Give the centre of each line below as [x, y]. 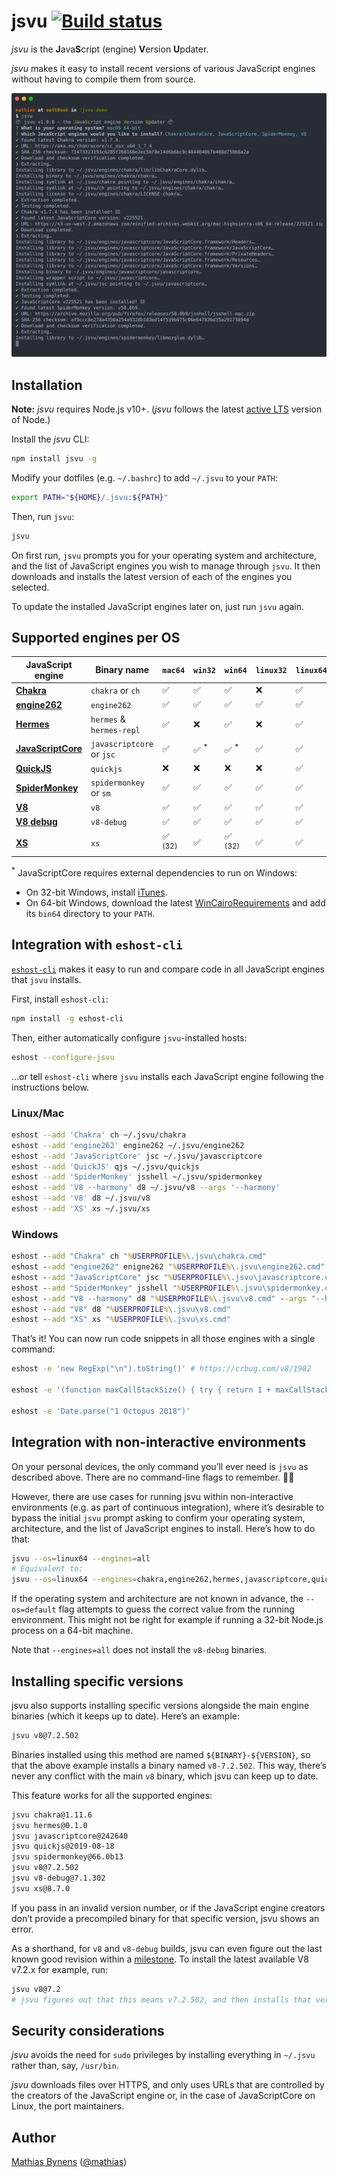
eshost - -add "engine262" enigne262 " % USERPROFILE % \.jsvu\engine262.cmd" [168, 1267]
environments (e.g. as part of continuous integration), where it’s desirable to [167, 1507]
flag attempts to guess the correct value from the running [176, 1609]
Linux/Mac [38, 1113]
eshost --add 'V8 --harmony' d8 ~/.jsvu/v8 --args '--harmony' [146, 1188]
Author [33, 2137]
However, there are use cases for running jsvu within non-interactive [152, 1496]
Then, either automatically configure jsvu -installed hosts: [129, 1037]
